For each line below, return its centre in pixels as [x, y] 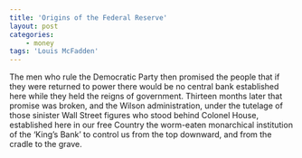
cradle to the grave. [46, 144]
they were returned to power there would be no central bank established [144, 87]
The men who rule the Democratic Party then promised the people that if [145, 77]
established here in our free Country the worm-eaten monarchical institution [151, 125]
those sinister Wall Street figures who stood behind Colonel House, [134, 116]
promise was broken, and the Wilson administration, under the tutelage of [146, 106]
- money [40, 43]
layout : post [34, 26]
